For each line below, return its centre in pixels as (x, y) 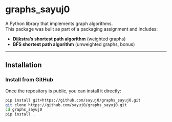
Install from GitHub (29, 80)
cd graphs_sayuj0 (24, 110)
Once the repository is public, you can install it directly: (63, 91)
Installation (24, 65)
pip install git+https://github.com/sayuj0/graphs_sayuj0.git (73, 100)
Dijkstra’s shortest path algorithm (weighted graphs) (69, 39)
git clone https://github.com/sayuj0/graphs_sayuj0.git (66, 105)
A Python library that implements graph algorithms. (59, 23)
